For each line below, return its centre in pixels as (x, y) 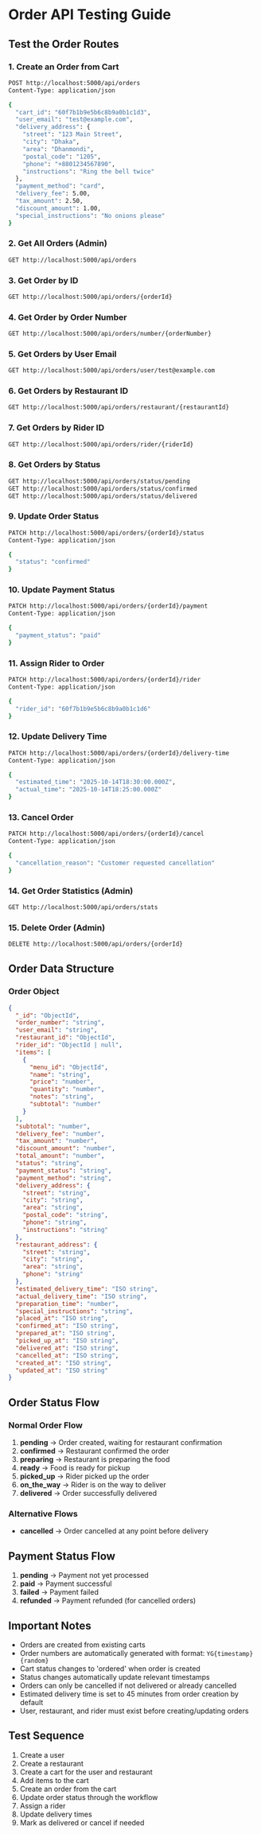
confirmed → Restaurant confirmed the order (94, 1451)
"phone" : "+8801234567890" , (69, 164)
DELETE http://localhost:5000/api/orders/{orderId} (95, 944)
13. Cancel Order (41, 817)
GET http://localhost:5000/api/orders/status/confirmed (103, 488)
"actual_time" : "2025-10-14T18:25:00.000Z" (88, 790)
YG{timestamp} (230, 1653)
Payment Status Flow (62, 1556)
